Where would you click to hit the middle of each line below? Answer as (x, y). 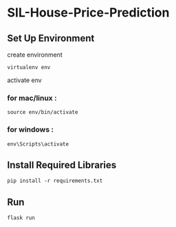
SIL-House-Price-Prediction (88, 13)
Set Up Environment (51, 38)
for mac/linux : (32, 98)
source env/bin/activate (43, 112)
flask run (21, 218)
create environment (35, 55)
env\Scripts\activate (38, 144)
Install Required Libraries (62, 165)
